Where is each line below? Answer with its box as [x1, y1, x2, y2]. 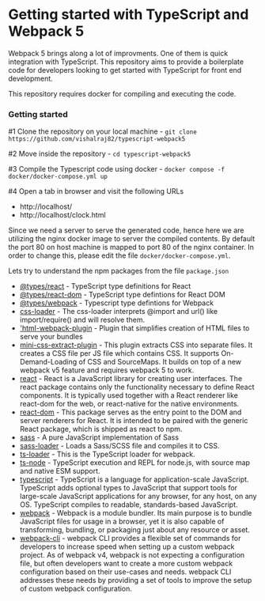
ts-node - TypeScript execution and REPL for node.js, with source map [19, 458, 251, 467]
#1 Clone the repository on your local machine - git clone [8, 127, 198, 136]
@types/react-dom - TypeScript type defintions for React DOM [19, 290, 225, 300]
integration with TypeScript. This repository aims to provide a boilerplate [8, 57, 244, 66]
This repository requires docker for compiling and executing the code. [8, 89, 237, 98]
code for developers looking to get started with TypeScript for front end [8, 65, 242, 74]
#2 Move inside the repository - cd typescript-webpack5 [8, 149, 191, 159]
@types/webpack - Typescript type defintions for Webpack [19, 298, 214, 308]
